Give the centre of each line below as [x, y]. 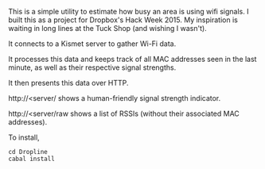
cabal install [32, 159]
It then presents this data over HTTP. [68, 83]
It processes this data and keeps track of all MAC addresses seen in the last [132, 59]
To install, [24, 137]
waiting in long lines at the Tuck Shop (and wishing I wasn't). [107, 28]
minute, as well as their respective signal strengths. [92, 67]
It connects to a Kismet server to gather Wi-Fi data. [92, 44]
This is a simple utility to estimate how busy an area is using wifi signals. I [129, 12]
